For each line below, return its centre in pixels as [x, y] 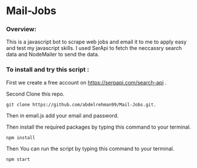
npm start [18, 159]
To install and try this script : [48, 70]
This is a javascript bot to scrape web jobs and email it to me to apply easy [96, 42]
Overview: [21, 29]
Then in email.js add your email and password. [62, 115]
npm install [21, 137]
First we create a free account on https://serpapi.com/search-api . [86, 82]
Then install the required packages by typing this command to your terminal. [98, 127]
